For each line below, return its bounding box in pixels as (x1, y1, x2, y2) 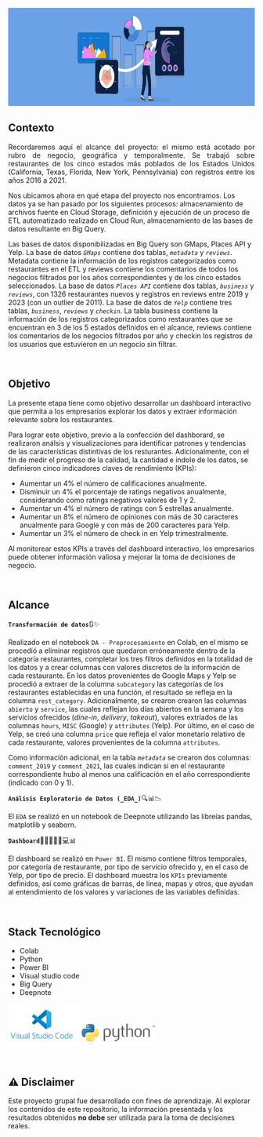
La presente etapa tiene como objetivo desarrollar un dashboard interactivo (8, 398, 252, 407)
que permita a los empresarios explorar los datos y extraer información (8, 406, 237, 416)
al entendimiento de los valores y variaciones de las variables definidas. (8, 887, 240, 897)
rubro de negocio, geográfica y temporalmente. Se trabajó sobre (8, 150, 255, 160)
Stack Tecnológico (8, 925, 102, 938)
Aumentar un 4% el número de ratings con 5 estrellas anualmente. (19, 503, 234, 513)
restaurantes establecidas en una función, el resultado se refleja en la (8, 687, 233, 698)
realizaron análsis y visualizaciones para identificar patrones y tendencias (8, 438, 247, 447)
